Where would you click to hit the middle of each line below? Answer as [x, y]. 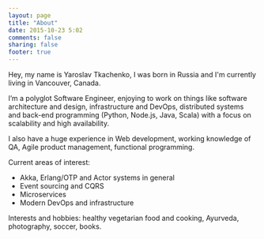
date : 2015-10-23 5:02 [45, 30]
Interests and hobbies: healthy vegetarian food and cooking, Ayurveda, [124, 218]
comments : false [35, 37]
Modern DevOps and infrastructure [77, 203]
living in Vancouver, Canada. [55, 83]
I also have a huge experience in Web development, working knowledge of [130, 138]
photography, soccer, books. [55, 226]
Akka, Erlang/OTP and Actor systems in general [97, 177]
